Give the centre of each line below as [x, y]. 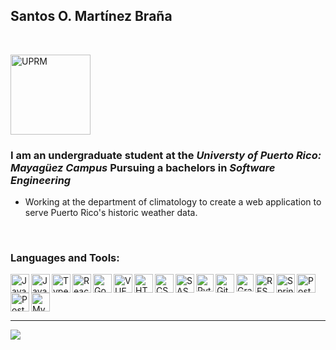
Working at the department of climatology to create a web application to [173, 202]
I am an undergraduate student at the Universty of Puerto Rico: [166, 155]
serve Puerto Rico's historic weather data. [111, 213]
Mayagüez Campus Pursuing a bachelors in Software [143, 167]
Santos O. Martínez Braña [91, 16]
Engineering [41, 180]
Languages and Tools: [65, 258]
